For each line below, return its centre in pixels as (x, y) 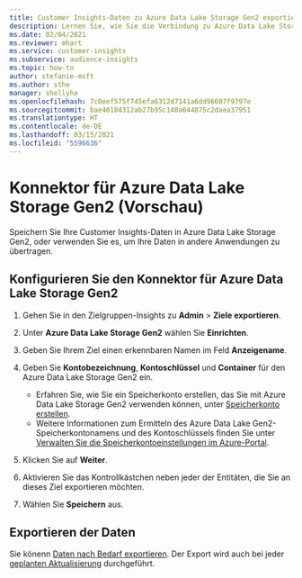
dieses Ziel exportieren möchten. (83, 486)
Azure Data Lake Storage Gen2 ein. (88, 377)
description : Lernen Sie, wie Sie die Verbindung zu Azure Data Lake (142, 26)
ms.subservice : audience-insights (74, 59)
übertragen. (31, 251)
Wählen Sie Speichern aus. (73, 504)
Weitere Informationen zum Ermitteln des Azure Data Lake (143, 423)
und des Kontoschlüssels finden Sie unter (198, 432)
